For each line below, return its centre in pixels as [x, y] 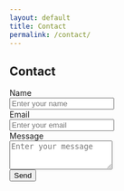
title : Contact [38, 26]
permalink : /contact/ [50, 34]
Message [27, 136]
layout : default [40, 18]
